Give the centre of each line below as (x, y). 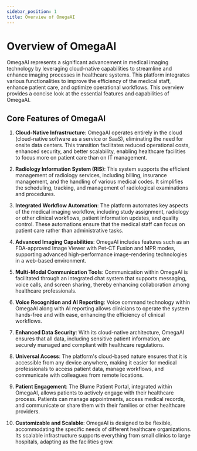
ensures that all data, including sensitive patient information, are (93, 339)
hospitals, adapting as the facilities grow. (64, 442)
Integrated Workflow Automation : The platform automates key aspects (102, 205)
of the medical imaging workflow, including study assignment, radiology (102, 212)
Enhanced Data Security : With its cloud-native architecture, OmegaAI (100, 333)
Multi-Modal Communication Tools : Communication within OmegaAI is (101, 272)
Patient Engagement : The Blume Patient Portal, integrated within (94, 387)
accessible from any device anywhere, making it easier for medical (96, 363)
